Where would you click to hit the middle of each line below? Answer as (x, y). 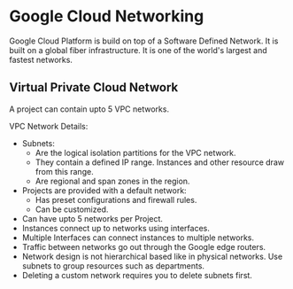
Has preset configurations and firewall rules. (116, 199)
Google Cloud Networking (107, 16)
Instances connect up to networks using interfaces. (116, 228)
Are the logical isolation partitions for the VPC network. (135, 152)
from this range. (65, 171)
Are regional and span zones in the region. (112, 181)
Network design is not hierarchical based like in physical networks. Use (152, 256)
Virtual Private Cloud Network (94, 87)
